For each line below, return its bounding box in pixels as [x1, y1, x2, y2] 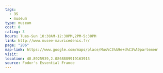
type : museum [5, 20, 32, 25]
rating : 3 [5, 29, 25, 34]
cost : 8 [5, 25, 21, 30]
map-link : [5, 47, 25, 52]
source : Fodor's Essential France [5, 61, 75, 65]
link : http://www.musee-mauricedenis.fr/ [5, 38, 90, 43]
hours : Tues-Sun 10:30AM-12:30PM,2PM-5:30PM [5, 34, 97, 39]
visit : [5, 51, 18, 57]
